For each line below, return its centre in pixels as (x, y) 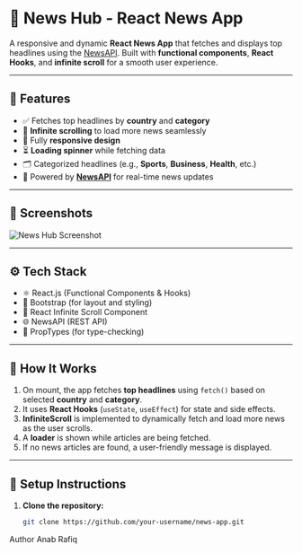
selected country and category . (82, 399)
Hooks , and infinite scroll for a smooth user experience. (114, 62)
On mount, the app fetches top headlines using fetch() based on (144, 391)
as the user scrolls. (58, 428)
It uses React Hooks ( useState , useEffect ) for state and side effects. (149, 409)
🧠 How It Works (53, 369)
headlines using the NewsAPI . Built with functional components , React (142, 52)
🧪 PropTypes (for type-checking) (83, 332)
